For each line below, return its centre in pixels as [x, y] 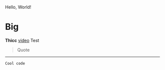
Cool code [15, 63]
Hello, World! [18, 7]
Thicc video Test [22, 40]
